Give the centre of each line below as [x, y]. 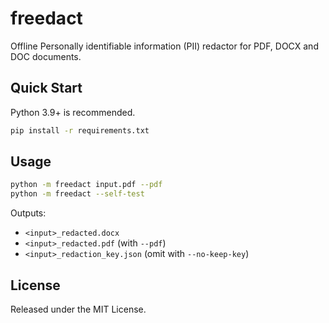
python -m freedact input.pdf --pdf [86, 185]
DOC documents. [46, 56]
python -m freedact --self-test [77, 194]
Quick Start [46, 88]
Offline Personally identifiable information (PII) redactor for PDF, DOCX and [164, 46]
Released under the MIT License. [78, 309]
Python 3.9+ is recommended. [73, 112]
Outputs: [28, 213]
